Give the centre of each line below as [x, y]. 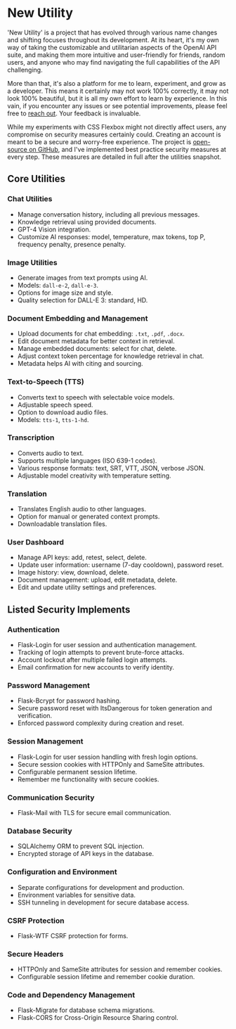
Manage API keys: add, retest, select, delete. [82, 558]
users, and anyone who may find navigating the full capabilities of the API [113, 62]
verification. [35, 716]
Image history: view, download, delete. [73, 573]
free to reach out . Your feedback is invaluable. [74, 113]
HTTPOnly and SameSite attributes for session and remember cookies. [120, 969]
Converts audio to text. [51, 453]
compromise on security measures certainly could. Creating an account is [114, 134]
